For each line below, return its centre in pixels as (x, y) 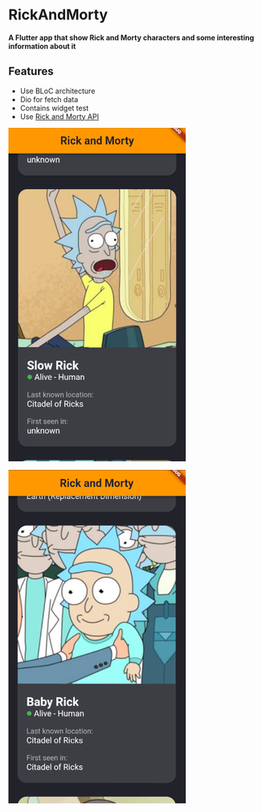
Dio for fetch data (49, 99)
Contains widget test (54, 108)
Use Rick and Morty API (59, 116)
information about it (42, 46)
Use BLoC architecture (57, 91)
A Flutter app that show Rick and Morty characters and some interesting (131, 37)
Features (31, 71)
